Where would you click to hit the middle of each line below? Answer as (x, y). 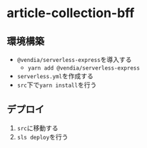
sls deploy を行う (42, 137)
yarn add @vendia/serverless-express (84, 68)
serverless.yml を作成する (55, 76)
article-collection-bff (71, 13)
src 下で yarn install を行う (57, 85)
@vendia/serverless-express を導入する (74, 59)
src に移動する (37, 128)
